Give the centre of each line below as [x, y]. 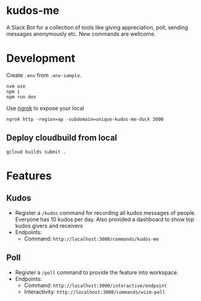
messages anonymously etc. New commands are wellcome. [81, 33]
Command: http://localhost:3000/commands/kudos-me [91, 238]
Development [41, 59]
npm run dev [21, 97]
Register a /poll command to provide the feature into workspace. [97, 272]
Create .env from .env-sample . [44, 75]
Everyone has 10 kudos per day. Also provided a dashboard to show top [105, 219]
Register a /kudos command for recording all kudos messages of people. [105, 212]
